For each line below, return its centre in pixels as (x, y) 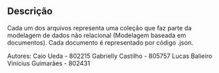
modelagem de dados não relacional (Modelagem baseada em (97, 35)
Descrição (30, 11)
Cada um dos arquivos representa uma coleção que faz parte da (100, 28)
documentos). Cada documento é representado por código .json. (100, 42)
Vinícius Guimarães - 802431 (49, 63)
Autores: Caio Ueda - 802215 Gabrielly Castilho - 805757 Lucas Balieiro (110, 56)
